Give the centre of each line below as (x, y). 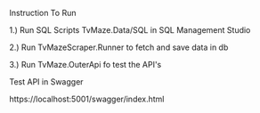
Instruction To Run (43, 13)
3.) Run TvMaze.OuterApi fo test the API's (85, 65)
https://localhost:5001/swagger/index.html (87, 99)
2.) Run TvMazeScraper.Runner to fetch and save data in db (119, 47)
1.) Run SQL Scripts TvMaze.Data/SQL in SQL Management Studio (130, 30)
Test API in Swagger (46, 82)
